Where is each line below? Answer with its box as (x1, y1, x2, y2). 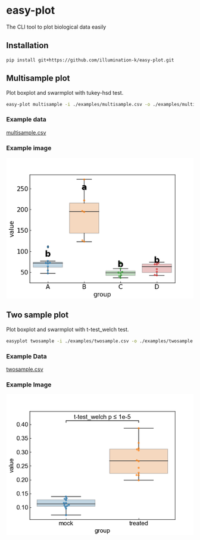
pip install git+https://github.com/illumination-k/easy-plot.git (6, 57, 174, 63)
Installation (6, 40, 49, 51)
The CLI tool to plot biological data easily (6, 23, 107, 30)
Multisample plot (6, 73, 70, 83)
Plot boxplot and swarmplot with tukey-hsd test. (6, 89, 124, 96)
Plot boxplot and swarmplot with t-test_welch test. (6, 326, 129, 333)
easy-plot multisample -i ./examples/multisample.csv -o (6, 101, 151, 107)
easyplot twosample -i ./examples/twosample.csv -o (6, 338, 137, 344)
